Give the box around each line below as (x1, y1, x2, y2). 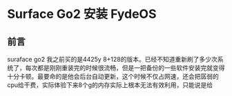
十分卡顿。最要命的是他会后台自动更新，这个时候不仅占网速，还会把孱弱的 (7, 73, 219, 80)
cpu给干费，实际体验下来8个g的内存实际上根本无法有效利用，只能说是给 (7, 81, 213, 89)
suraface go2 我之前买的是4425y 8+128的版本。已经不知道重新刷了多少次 (7, 56, 217, 63)
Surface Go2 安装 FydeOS (7, 6, 157, 22)
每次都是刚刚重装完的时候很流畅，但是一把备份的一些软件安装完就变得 (25, 64, 225, 72)
